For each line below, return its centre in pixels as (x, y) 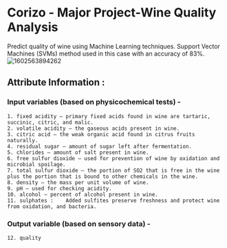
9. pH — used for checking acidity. (60, 188)
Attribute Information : (56, 83)
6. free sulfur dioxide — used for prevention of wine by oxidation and (113, 158)
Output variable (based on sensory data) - (79, 223)
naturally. (23, 140)
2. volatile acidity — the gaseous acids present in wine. (94, 128)
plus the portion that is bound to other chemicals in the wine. (102, 177)
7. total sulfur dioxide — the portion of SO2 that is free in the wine (113, 170)
